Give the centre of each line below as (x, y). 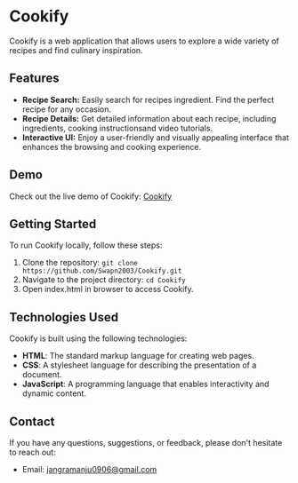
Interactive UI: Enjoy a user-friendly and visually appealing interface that (156, 137)
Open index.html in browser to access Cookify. (108, 289)
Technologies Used (64, 317)
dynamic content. (54, 393)
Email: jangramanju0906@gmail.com (89, 469)
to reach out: (32, 452)
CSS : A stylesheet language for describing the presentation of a (139, 365)
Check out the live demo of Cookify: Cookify (91, 196)
